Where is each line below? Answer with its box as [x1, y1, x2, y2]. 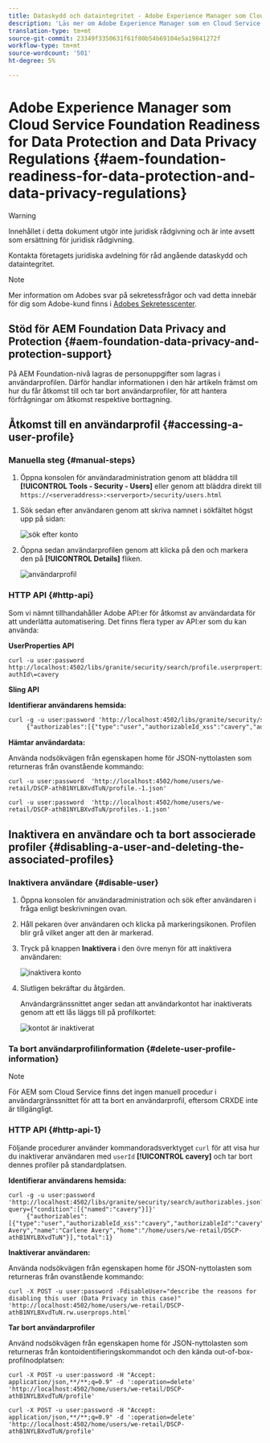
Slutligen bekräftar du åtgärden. [19, 984, 126, 993]
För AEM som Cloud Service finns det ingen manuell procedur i [8, 1087, 217, 1097]
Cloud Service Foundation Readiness [8, 116, 260, 134]
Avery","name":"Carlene [8, 1226, 88, 1234]
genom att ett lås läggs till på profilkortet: [19, 1008, 157, 1018]
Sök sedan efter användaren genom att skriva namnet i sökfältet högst [19, 505, 253, 516]
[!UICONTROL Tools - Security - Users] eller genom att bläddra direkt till [19, 481, 262, 491]
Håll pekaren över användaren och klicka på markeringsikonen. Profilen [19, 919, 257, 929]
